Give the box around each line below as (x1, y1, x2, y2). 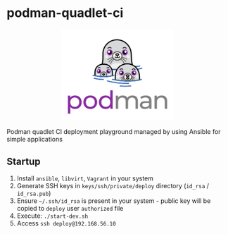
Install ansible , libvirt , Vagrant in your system (16, 174, 154, 183)
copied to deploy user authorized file (16, 204, 124, 213)
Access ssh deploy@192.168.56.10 (16, 219, 117, 228)
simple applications (6, 135, 63, 144)
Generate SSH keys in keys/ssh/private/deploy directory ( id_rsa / (16, 182, 209, 190)
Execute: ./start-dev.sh (16, 211, 89, 220)
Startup (6, 155, 41, 167)
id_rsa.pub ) (16, 189, 51, 198)
